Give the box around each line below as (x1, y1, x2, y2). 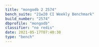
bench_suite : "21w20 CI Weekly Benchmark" (5, 12, 95, 17)
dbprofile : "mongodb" (5, 21, 50, 26)
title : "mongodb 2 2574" (5, 7, 57, 12)
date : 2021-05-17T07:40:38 (5, 30, 61, 35)
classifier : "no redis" (5, 25, 55, 30)
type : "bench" (5, 35, 35, 40)
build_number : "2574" (5, 16, 50, 21)
